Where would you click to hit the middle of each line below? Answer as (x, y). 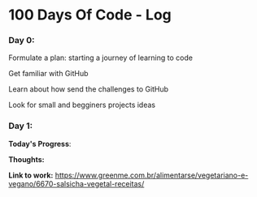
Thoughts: (26, 159)
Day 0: (22, 41)
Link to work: (31, 175)
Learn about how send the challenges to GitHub (89, 89)
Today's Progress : (40, 143)
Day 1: (21, 126)
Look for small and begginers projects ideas (82, 105)
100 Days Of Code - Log (90, 15)
